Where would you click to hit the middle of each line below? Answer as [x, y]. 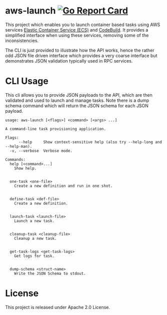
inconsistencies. [22, 41]
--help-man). [19, 146]
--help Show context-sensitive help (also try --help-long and [90, 142]
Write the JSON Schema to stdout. [50, 273]
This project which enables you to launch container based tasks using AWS [83, 25]
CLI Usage [27, 81]
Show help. [25, 168]
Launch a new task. [34, 221]
